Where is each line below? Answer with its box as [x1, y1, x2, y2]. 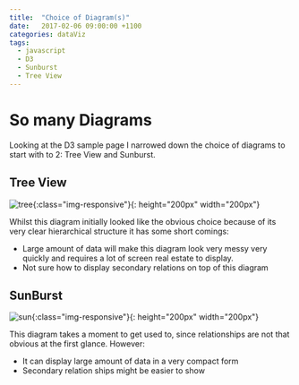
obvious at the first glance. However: [9, 338, 145, 349]
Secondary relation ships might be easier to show [21, 365, 206, 376]
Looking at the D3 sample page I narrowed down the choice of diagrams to [9, 140, 286, 150]
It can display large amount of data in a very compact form [21, 355, 239, 367]
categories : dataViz [9, 30, 87, 38]
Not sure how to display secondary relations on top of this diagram [21, 261, 269, 273]
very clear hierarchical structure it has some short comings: [9, 226, 230, 236]
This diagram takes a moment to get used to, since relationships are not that [9, 329, 290, 340]
